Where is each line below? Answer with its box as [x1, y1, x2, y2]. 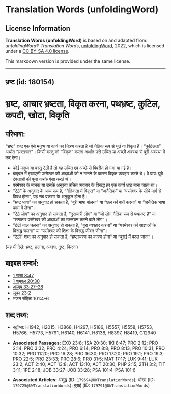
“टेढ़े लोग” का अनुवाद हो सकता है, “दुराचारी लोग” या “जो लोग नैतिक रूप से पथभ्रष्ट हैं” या [12, 211, 156, 217]
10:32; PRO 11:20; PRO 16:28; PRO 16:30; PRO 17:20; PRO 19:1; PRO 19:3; [12, 351, 164, 357]
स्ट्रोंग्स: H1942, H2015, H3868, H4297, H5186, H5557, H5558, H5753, [12, 324, 154, 330]
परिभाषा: [5, 129, 25, 138]
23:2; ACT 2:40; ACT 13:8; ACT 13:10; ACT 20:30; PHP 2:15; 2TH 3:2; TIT [12, 361, 166, 367]
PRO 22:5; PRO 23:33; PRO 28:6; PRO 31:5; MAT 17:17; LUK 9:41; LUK [12, 356, 158, 362]
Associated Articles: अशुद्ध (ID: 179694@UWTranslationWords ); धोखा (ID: [12, 377, 155, 383]
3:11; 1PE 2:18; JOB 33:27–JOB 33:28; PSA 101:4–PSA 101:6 [12, 367, 136, 373]
